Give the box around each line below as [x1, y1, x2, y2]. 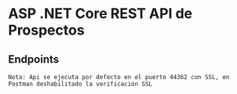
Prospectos [8, 21, 85, 39]
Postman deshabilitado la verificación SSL [8, 80, 153, 88]
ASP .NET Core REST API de [8, 5, 193, 23]
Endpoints [8, 52, 60, 66]
